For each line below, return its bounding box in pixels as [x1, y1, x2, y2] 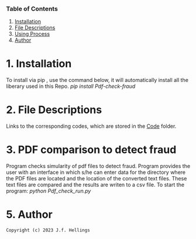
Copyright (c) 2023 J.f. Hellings [6, 227, 91, 233]
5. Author [6, 208, 53, 221]
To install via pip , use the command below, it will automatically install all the [6, 77, 189, 84]
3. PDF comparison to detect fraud [6, 143, 177, 156]
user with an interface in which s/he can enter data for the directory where [6, 169, 186, 176]
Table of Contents [6, 5, 59, 13]
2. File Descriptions [6, 103, 102, 117]
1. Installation [6, 57, 72, 70]
